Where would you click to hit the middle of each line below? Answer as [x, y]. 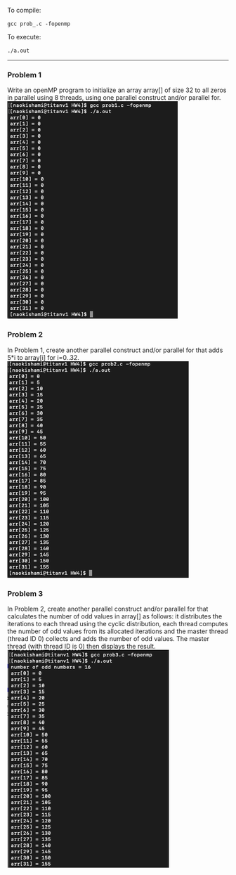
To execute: [24, 37]
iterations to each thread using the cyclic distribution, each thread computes [118, 623]
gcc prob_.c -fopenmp [39, 24]
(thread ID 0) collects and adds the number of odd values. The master [108, 638]
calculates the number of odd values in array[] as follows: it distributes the [115, 616]
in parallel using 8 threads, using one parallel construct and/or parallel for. [114, 98]
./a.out [19, 51]
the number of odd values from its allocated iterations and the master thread [118, 631]
